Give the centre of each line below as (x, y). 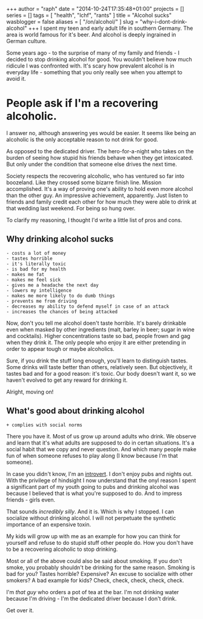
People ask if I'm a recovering (82, 103)
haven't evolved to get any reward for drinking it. (67, 380)
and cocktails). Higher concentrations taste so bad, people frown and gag (98, 336)
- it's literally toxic (36, 264)
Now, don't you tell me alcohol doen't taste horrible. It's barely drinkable (96, 323)
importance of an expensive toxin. (49, 524)
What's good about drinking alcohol (75, 411)
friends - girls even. (31, 500)
